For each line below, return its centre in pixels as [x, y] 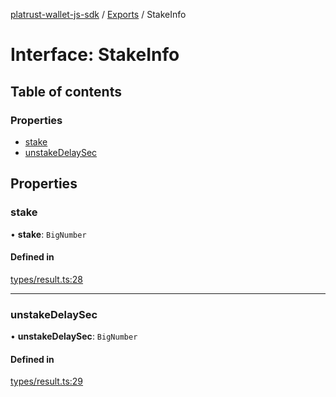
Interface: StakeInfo [95, 55]
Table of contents [66, 91]
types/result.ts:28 [47, 279]
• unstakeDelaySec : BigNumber [74, 336]
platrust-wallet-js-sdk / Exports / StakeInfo [98, 14]
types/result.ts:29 [47, 381]
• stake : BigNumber [48, 234]
